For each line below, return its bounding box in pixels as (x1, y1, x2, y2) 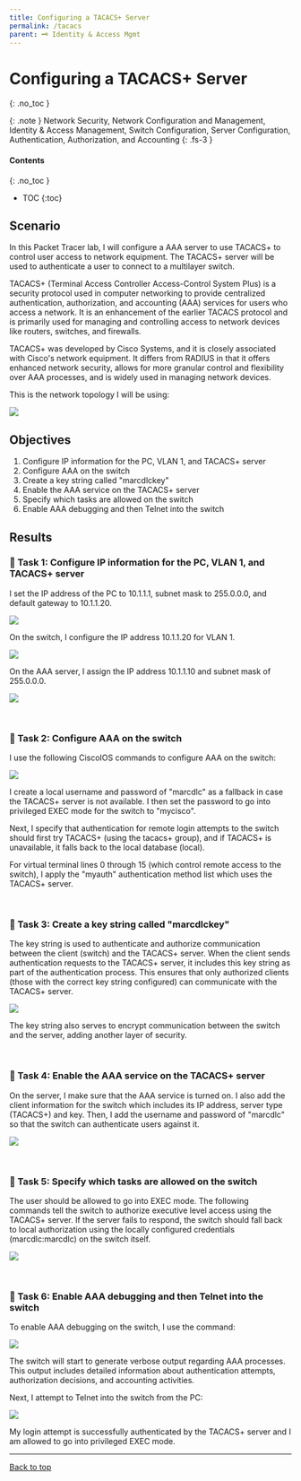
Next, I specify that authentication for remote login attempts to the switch (9, 823, 279, 834)
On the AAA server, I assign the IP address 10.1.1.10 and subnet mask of (9, 665, 271, 677)
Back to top (9, 1462, 52, 1473)
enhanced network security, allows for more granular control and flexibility (9, 362, 285, 373)
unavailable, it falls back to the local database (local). (9, 842, 205, 853)
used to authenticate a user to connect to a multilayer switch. (9, 261, 235, 272)
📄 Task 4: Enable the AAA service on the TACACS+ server (9, 1070, 266, 1082)
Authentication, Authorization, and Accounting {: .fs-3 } (9, 134, 213, 145)
